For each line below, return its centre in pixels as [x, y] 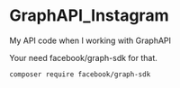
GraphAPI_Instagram [89, 16]
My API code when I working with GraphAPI [90, 40]
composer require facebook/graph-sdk [80, 74]
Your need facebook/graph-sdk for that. [83, 57]
